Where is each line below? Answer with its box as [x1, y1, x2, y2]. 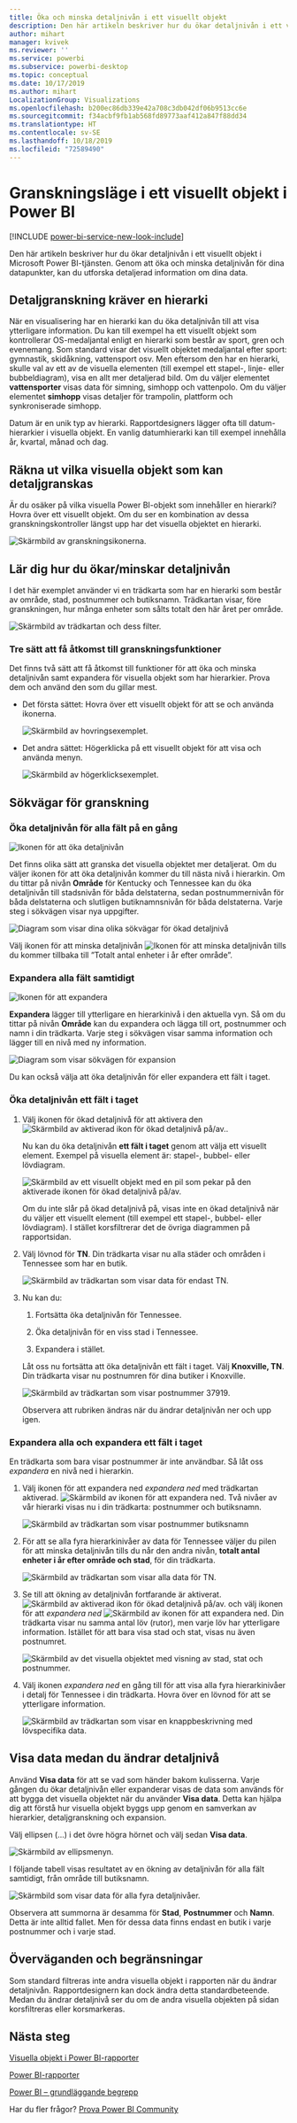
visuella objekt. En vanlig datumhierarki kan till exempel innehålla [49, 427, 286, 438]
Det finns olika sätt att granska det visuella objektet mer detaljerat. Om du [9, 858, 277, 869]
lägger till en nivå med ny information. [9, 1037, 148, 1048]
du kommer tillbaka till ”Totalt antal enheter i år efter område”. [9, 949, 232, 960]
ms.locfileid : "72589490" [9, 144, 104, 153]
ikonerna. [21, 709, 57, 719]
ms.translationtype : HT [9, 120, 97, 129]
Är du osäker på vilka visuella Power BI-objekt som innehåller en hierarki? [9, 500, 277, 510]
